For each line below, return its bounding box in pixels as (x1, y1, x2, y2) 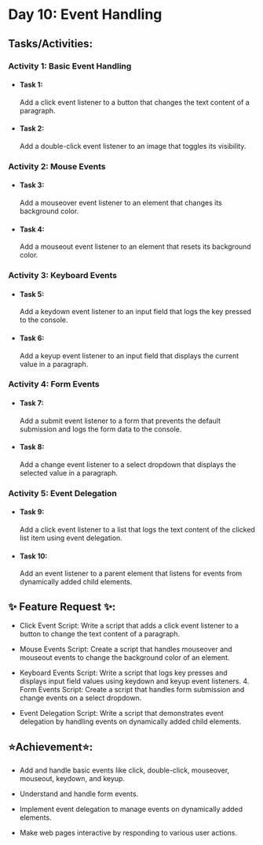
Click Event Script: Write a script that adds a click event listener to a (19, 621, 239, 631)
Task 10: (19, 551, 48, 561)
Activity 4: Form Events (8, 379, 100, 390)
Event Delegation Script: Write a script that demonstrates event (19, 709, 224, 718)
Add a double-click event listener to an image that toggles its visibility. (19, 141, 247, 150)
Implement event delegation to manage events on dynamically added (19, 804, 243, 813)
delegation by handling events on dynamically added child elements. (19, 717, 242, 726)
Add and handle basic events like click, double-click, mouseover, (19, 765, 230, 775)
